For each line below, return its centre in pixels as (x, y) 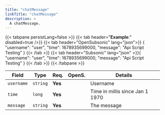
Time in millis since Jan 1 (119, 92)
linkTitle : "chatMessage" (31, 14)
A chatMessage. (25, 23)
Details (124, 75)
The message (106, 106)
